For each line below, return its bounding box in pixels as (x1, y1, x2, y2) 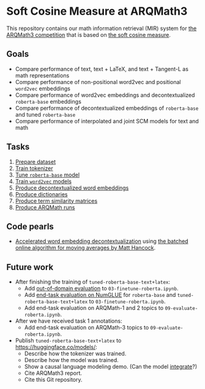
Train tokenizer (15, 164, 53, 172)
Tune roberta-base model (15, 171, 80, 179)
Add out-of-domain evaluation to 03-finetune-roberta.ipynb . (24, 285, 179, 292)
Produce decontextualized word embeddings (15, 184, 129, 191)
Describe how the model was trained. (24, 356, 119, 364)
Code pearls (6, 221, 54, 231)
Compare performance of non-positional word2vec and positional (15, 78, 181, 85)
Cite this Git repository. (24, 376, 83, 383)
